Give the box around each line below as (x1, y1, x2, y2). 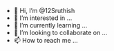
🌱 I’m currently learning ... (13, 21, 88, 29)
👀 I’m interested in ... (13, 14, 73, 22)
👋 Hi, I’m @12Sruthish (13, 7, 75, 14)
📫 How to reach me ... (13, 37, 78, 44)
